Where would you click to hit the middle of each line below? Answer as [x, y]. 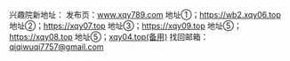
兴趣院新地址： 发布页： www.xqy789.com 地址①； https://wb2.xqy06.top [145, 15]
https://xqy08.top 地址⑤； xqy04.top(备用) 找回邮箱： [109, 37]
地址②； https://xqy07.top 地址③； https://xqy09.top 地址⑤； [125, 26]
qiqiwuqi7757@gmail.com [56, 47]
